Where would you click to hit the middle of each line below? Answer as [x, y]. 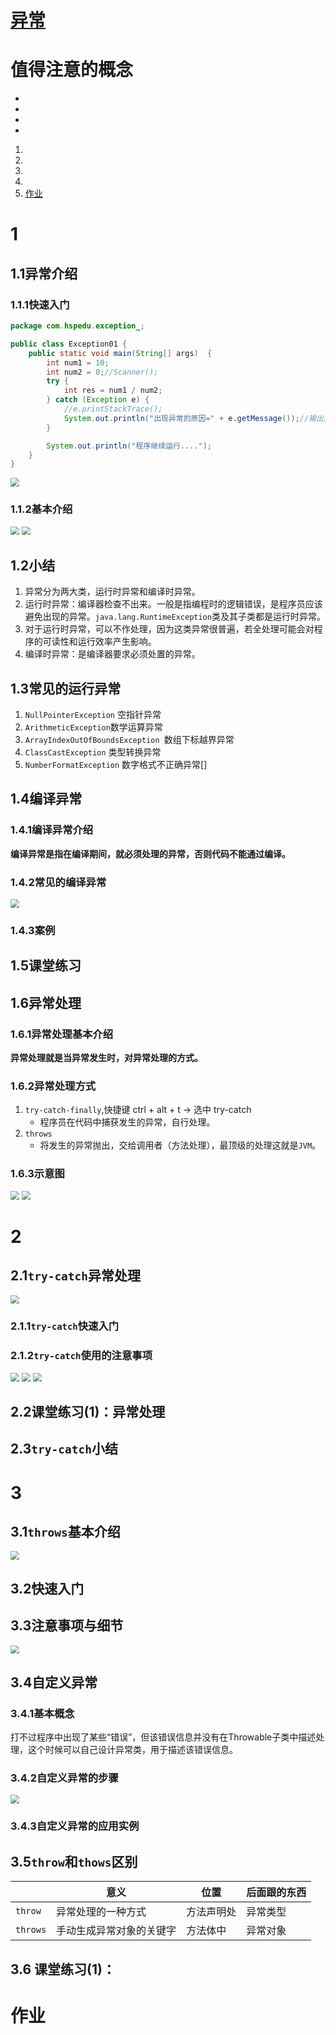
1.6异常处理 [46, 1002]
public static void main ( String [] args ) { [120, 353]
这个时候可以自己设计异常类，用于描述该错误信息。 [132, 1750]
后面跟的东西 [276, 1893]
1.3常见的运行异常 [66, 688]
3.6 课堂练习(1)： [63, 1969]
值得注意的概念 [72, 70]
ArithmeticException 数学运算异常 [93, 727]
